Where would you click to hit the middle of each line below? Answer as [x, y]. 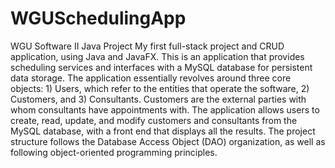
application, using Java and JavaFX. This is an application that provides [157, 56]
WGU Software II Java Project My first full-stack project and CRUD [147, 46]
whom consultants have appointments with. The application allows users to [165, 109]
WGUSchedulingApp [98, 18]
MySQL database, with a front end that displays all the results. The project [163, 131]
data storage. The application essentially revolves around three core [151, 78]
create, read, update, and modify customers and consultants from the [154, 120]
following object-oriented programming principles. [114, 152]
